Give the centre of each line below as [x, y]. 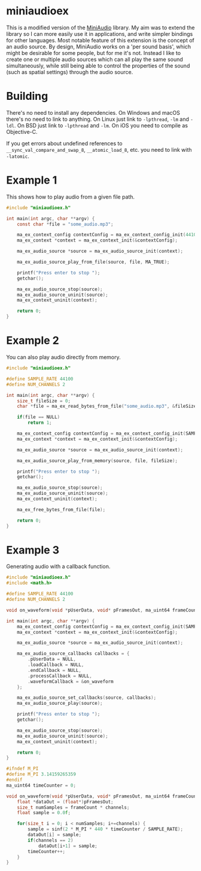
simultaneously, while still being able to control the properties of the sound [98, 65]
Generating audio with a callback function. [58, 567]
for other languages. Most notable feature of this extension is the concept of [100, 40]
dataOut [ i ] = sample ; [55, 835]
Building [27, 96]
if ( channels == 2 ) [51, 840]
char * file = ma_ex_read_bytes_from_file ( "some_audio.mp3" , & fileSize [107, 407]
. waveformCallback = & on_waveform [71, 681]
